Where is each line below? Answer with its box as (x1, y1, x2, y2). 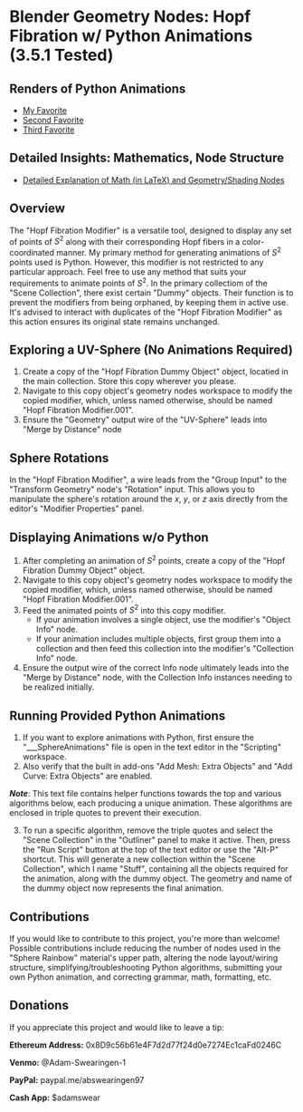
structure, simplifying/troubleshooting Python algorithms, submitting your (9, 962, 283, 972)
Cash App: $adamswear (9, 1092, 101, 1103)
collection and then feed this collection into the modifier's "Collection (35, 643, 294, 654)
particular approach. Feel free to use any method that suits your (9, 266, 247, 277)
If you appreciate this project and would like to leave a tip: (9, 1021, 224, 1032)
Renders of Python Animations (9, 81, 186, 96)
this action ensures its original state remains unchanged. (9, 315, 220, 327)
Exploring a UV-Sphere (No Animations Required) (9, 342, 294, 357)
